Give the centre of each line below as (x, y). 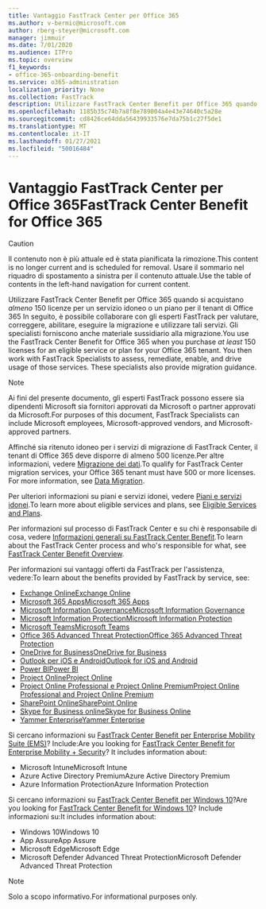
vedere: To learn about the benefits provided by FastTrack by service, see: (129, 578)
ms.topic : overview (40, 60)
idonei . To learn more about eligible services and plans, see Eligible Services (132, 505)
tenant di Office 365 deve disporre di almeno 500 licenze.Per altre (116, 456)
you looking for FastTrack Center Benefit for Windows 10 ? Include (116, 808)
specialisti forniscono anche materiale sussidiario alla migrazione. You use (129, 334)
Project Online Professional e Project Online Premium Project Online (129, 686)
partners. (56, 432)
